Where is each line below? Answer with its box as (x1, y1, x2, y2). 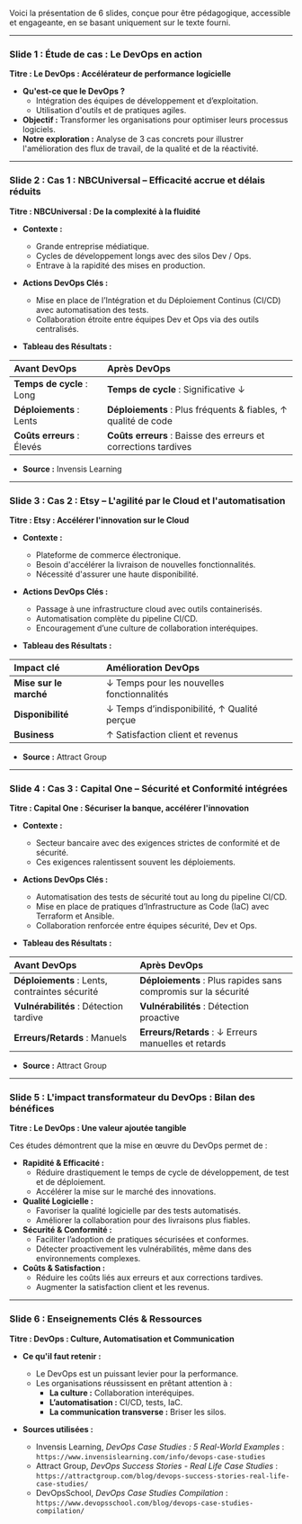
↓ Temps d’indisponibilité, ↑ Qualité (106, 702, 258, 714)
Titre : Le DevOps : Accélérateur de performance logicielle (9, 68, 232, 79)
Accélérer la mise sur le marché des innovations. (35, 1187, 217, 1197)
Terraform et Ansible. (35, 910, 115, 921)
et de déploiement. (35, 1177, 106, 1188)
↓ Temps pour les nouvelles (106, 677, 225, 689)
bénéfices (9, 1102, 55, 1115)
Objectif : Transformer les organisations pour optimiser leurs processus (22, 114, 289, 125)
